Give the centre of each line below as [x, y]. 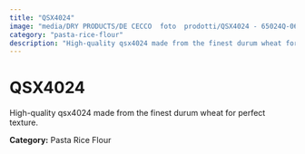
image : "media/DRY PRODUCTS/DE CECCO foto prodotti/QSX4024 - [133, 26]
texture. [24, 122]
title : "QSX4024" [42, 18]
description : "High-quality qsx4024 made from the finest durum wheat [146, 43]
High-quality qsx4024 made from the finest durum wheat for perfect [138, 113]
